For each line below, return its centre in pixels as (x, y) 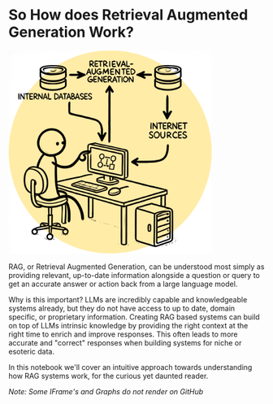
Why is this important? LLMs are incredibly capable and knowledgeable (128, 299)
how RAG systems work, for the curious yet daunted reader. (108, 376)
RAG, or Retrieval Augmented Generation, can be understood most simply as (136, 267)
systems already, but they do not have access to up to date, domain (122, 308)
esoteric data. (32, 351)
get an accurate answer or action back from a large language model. (123, 284)
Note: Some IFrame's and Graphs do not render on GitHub (106, 391)
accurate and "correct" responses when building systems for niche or (125, 342)
